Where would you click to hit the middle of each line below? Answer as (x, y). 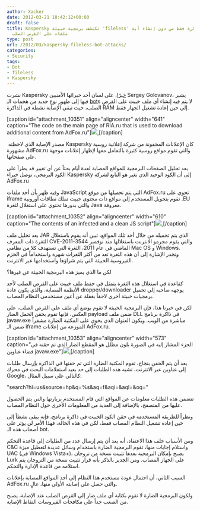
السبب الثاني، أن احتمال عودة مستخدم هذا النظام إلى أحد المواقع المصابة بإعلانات (96, 478)
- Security (20, 56)
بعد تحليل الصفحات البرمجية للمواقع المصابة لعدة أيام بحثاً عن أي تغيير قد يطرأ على (98, 168)
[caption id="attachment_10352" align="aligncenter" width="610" (87, 217)
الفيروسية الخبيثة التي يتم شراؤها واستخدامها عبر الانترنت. (70, 261)
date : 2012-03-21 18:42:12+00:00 (48, 17)
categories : (21, 51)
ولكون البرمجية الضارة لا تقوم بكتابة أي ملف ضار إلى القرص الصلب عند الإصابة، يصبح (100, 496)
